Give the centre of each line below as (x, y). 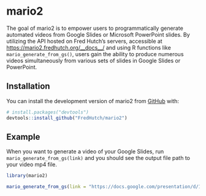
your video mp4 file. (32, 165)
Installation (28, 86)
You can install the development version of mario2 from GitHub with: (93, 101)
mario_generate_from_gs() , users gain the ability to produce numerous (95, 54)
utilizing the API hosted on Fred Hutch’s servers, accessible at (84, 41)
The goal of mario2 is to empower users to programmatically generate (95, 28)
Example (23, 136)
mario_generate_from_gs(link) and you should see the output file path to (98, 158)
